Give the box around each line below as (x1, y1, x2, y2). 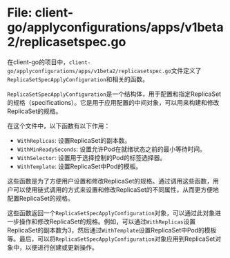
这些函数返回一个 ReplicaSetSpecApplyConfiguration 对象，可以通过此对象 (7, 208, 215, 217)
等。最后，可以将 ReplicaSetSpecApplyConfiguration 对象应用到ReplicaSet (7, 235, 215, 243)
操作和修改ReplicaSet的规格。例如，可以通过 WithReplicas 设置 (19, 217, 195, 226)
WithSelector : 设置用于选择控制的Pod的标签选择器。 (17, 153, 166, 161)
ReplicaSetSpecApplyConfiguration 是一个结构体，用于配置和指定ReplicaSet (7, 90, 222, 98)
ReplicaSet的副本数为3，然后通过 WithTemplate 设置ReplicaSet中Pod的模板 (7, 226, 217, 234)
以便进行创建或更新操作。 (25, 243, 98, 251)
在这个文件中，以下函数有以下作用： (7, 121, 111, 130)
